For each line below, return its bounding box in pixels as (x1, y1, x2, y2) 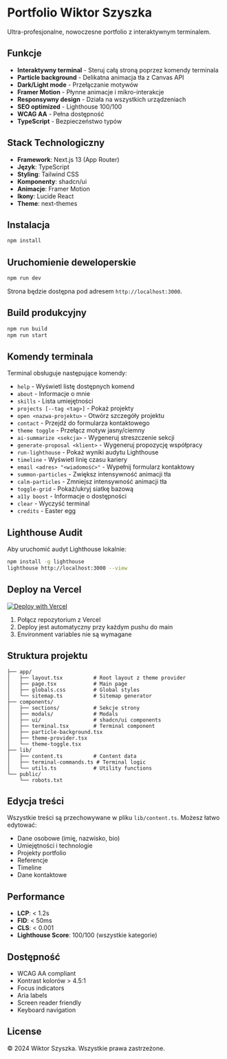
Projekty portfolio (17, 849, 67, 857)
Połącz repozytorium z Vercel (17, 615, 101, 624)
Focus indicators (17, 983, 65, 992)
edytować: (7, 821, 37, 829)
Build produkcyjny (7, 307, 87, 319)
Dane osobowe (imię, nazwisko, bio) (17, 835, 120, 843)
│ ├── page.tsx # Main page (7, 680, 128, 687)
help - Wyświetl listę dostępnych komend (17, 382, 135, 390)
